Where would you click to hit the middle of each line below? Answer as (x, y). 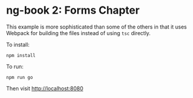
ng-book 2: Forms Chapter (73, 10)
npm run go (20, 77)
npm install (21, 55)
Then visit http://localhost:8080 (45, 88)
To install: (18, 45)
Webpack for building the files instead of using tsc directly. (78, 33)
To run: (15, 67)
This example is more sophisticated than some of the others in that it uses (96, 27)
